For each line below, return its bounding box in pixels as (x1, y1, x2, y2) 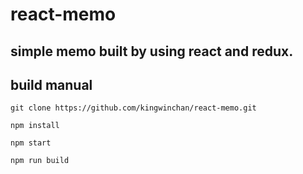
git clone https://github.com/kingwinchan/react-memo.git (10, 103, 257, 113)
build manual (10, 76, 93, 93)
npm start (10, 138, 52, 148)
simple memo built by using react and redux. (10, 43, 294, 60)
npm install (10, 121, 60, 131)
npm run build (10, 156, 70, 166)
